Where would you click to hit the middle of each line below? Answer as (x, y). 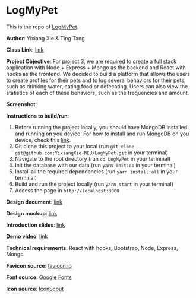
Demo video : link (27, 236)
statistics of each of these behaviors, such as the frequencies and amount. (98, 93)
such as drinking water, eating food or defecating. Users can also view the (97, 86)
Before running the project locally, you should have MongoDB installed (101, 127)
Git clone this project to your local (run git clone (75, 146)
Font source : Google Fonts (39, 277)
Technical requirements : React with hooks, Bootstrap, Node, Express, (92, 248)
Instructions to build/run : (38, 116)
